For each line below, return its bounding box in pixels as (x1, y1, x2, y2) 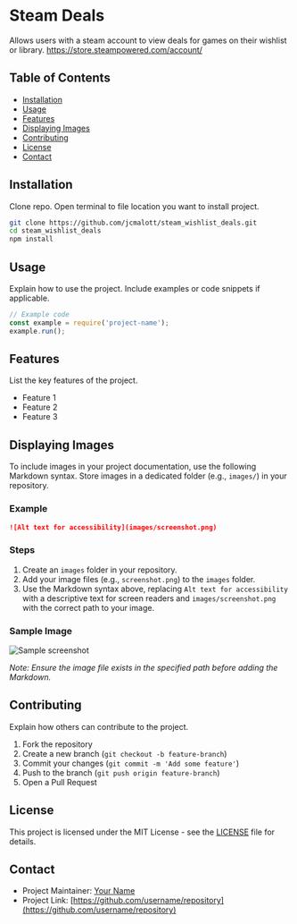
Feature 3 (21, 411, 58, 422)
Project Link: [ (21, 895, 74, 906)
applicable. (9, 292, 50, 303)
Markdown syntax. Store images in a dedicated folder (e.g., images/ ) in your (9, 470, 287, 481)
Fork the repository (21, 739, 94, 750)
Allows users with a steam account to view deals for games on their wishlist (9, 35, 287, 46)
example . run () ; (9, 326, 66, 335)
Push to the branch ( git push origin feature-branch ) (21, 767, 220, 778)
